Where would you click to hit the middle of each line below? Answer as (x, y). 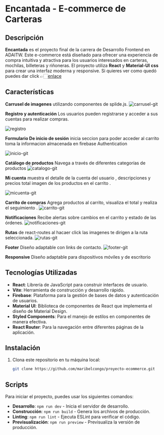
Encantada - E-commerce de (66, 9)
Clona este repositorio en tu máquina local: (56, 360)
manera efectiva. (30, 321)
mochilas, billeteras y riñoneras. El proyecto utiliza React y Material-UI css (82, 66)
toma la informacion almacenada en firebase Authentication (66, 144)
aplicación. (24, 332)
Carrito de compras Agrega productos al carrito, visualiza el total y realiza (81, 202)
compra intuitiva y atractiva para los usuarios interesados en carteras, (77, 60)
